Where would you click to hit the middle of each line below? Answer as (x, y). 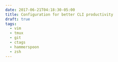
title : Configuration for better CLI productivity (59, 14)
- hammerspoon (24, 47)
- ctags (18, 42)
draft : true (18, 19)
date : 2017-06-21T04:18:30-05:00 (40, 10)
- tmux (17, 33)
